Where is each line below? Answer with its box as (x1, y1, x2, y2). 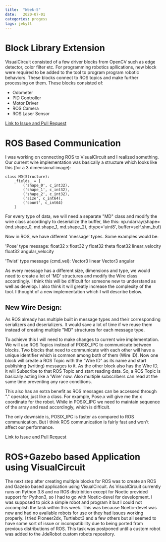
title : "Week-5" (5, 7, 41, 12)
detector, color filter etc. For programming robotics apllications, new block (5, 64, 157, 70)
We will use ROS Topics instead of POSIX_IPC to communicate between (5, 341, 152, 347)
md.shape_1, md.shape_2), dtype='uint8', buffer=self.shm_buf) (34, 224, 162, 230)
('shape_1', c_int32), (23, 187, 70, 193)
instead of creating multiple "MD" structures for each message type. (5, 327, 145, 333)
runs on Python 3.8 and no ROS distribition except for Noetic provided (5, 488, 148, 494)
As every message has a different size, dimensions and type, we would (5, 268, 150, 273)
